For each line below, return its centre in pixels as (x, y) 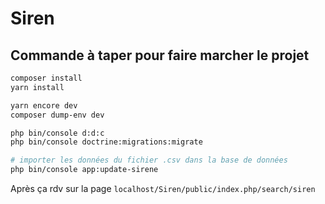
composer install (46, 78)
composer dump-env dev (57, 115)
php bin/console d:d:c (57, 133)
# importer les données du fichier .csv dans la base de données (149, 160)
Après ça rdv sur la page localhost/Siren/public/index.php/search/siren (163, 188)
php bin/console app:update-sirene (84, 170)
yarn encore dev (44, 105)
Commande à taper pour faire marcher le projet (160, 55)
